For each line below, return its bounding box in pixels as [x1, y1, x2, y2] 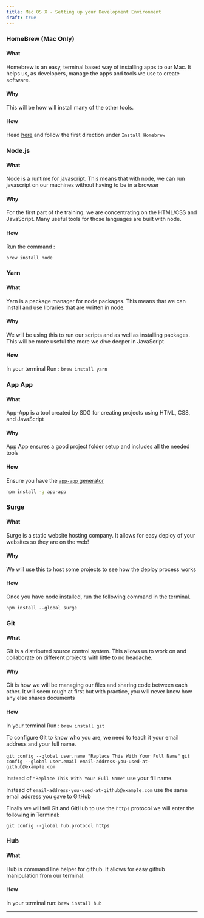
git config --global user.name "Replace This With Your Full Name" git [6, 753, 190, 759]
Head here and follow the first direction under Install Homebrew [6, 131, 166, 139]
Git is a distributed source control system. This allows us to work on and [6, 648, 187, 655]
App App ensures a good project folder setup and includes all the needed [6, 443, 190, 450]
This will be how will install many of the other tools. [6, 103, 134, 111]
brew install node [6, 254, 53, 261]
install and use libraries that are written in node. [6, 304, 126, 311]
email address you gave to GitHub [6, 793, 91, 800]
